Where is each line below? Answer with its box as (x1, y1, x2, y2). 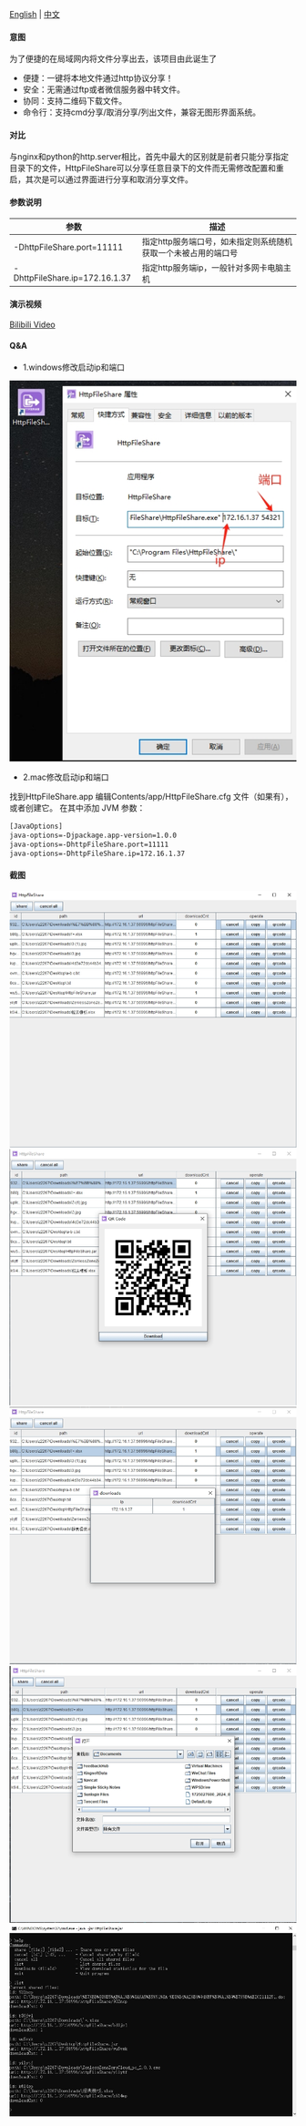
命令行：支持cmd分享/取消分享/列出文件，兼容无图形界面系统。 (22, 107, 261, 118)
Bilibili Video (9, 319, 56, 331)
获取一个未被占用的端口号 (141, 248, 239, 259)
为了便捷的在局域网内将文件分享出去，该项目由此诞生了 (9, 54, 217, 65)
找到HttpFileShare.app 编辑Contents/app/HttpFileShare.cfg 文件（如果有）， (9, 792, 293, 802)
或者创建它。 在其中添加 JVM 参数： (9, 802, 146, 813)
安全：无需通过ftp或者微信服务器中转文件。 (22, 84, 185, 95)
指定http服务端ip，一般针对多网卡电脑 (141, 261, 284, 272)
